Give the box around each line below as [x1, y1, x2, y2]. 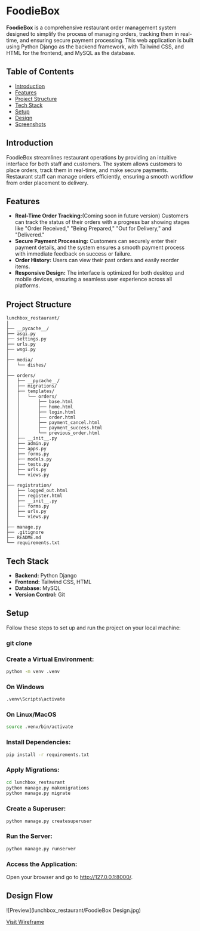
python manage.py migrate [6, 790, 70, 797]
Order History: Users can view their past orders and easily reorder [14, 257, 179, 264]
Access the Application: [6, 860, 78, 868]
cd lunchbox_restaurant [6, 779, 66, 785]
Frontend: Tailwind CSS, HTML [14, 578, 92, 585]
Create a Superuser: [6, 804, 66, 813]
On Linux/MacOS [6, 711, 57, 718]
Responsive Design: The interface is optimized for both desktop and [14, 269, 184, 276]
